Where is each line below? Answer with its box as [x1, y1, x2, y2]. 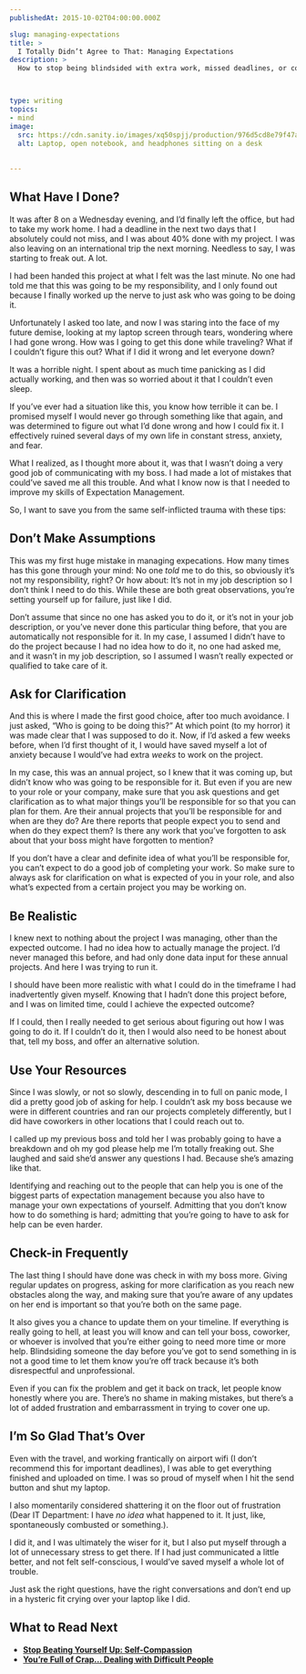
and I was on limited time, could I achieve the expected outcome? [9, 999, 255, 1010]
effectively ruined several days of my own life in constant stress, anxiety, [9, 430, 282, 441]
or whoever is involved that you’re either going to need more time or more [9, 1335, 287, 1347]
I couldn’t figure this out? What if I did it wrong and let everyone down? [9, 346, 275, 357]
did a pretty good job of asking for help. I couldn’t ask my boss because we [9, 1097, 292, 1108]
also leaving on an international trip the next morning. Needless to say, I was [9, 243, 296, 254]
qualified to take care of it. [9, 659, 108, 671]
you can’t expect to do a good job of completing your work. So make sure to [9, 862, 295, 873]
